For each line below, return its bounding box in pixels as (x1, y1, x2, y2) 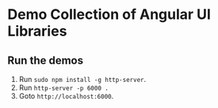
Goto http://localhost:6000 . (18, 91, 114, 100)
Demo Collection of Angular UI (7, 6, 212, 24)
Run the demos (7, 54, 84, 67)
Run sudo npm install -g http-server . (18, 75, 147, 84)
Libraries (7, 22, 67, 40)
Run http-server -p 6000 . (18, 83, 109, 92)
